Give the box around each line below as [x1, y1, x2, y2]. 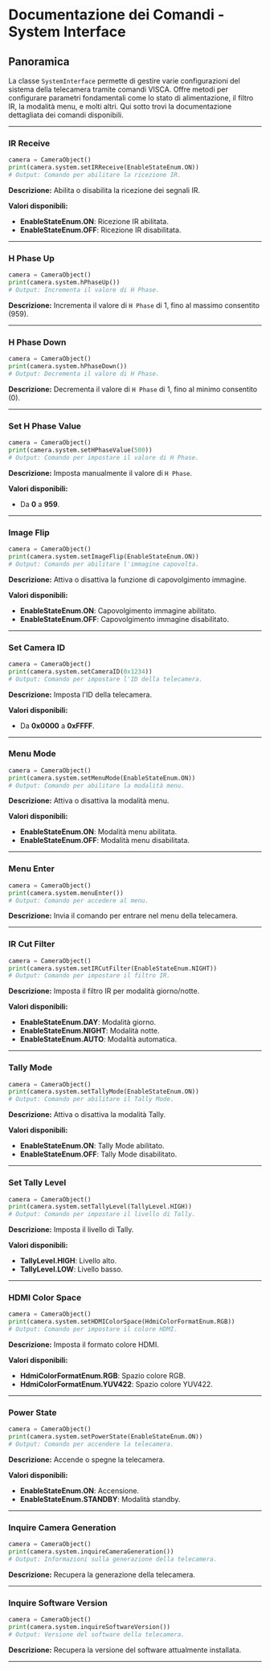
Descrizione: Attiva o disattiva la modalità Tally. [8, 1110, 166, 1119]
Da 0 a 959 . [19, 499, 60, 509]
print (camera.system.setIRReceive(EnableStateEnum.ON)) [8, 163, 199, 172]
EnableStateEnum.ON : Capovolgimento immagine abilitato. [19, 605, 217, 616]
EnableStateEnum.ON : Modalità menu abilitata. [19, 827, 178, 837]
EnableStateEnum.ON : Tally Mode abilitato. [19, 1141, 165, 1151]
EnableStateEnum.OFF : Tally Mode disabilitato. [19, 1149, 178, 1159]
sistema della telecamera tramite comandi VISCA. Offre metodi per [8, 84, 229, 94]
